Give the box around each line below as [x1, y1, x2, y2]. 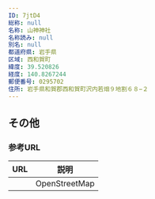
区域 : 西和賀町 [8, 56, 51, 64]
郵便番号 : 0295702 [8, 77, 65, 85]
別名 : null [8, 41, 42, 49]
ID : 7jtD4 [8, 11, 41, 20]
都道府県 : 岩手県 [8, 48, 57, 56]
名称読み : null [8, 33, 54, 42]
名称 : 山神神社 [8, 26, 51, 34]
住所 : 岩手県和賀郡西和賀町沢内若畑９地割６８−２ [8, 84, 149, 93]
